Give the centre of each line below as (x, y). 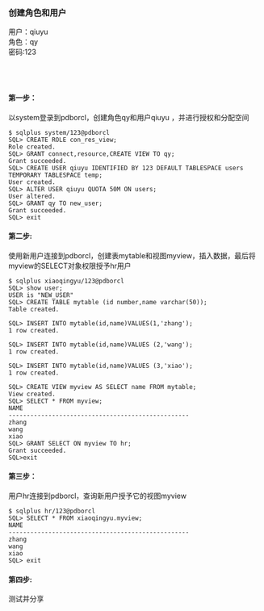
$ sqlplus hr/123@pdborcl (52, 511)
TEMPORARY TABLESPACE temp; (56, 175)
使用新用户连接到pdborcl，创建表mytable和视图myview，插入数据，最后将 (132, 255)
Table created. (34, 309)
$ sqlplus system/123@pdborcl (59, 132)
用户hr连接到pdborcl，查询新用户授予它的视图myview (98, 496)
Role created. (32, 147)
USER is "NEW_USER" (41, 295)
